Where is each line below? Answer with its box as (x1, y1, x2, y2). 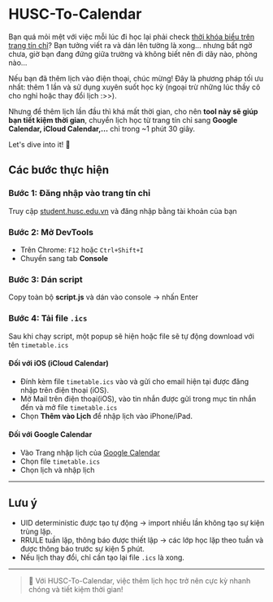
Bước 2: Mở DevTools (8, 226, 93, 238)
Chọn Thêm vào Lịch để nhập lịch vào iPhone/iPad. (19, 411, 193, 421)
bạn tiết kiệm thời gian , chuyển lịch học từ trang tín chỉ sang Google (8, 115, 238, 124)
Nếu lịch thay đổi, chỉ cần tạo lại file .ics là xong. (19, 552, 185, 562)
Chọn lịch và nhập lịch (19, 465, 95, 474)
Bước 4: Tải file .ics (8, 312, 88, 324)
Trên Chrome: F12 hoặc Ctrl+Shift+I (19, 245, 144, 255)
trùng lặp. (19, 526, 53, 536)
